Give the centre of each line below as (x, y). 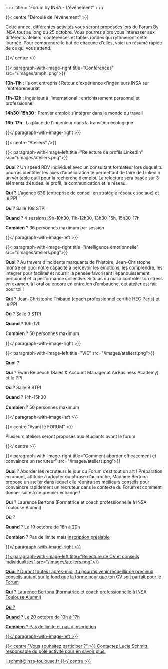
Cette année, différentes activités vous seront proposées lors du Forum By (82, 27)
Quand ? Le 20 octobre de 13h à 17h (43, 617)
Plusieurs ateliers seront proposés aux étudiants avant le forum (70, 436)
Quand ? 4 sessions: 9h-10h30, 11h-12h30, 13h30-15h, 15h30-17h (72, 218)
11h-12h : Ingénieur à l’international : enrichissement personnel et (73, 98)
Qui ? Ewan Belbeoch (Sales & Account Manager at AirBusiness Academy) (82, 373)
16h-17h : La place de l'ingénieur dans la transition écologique (69, 123)
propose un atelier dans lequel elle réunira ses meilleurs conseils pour (77, 482)
